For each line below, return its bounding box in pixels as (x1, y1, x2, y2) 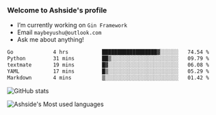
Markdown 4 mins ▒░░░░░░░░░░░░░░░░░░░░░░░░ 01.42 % (7, 74, 210, 81)
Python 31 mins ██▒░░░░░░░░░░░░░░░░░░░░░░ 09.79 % (7, 55, 210, 62)
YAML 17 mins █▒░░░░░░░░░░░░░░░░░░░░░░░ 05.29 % (7, 68, 210, 75)
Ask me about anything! (16, 36, 84, 44)
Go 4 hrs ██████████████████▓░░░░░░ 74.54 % (7, 49, 210, 56)
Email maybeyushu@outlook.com (16, 28, 102, 36)
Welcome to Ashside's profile (7, 5, 107, 15)
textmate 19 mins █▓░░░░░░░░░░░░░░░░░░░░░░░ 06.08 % (7, 62, 210, 68)
